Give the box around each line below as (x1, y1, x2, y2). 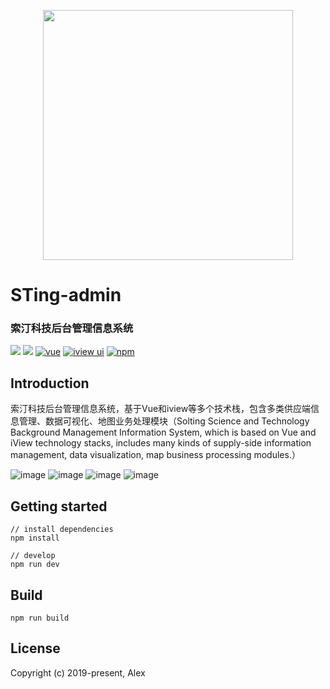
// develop (10, 551, 56, 561)
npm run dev (10, 560, 60, 570)
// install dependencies (10, 525, 114, 535)
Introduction (10, 375, 90, 392)
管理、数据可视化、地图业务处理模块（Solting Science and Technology (18, 415, 310, 427)
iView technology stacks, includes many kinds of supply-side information (10, 437, 312, 449)
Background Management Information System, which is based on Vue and (10, 426, 317, 439)
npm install (10, 533, 60, 544)
